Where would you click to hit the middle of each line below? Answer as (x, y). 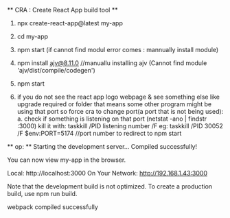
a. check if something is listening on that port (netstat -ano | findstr (112, 119)
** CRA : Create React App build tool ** (62, 10)
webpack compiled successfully (53, 207)
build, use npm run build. (42, 194)
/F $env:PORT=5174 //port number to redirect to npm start (99, 133)
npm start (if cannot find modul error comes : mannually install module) (118, 50)
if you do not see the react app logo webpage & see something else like (118, 97)
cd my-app (33, 36)
